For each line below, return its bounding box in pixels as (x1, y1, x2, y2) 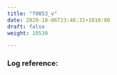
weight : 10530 (7, 29, 49, 37)
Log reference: (7, 58, 58, 68)
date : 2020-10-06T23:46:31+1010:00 (7, 17, 111, 24)
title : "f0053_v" (7, 10, 58, 17)
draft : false (7, 23, 45, 30)
